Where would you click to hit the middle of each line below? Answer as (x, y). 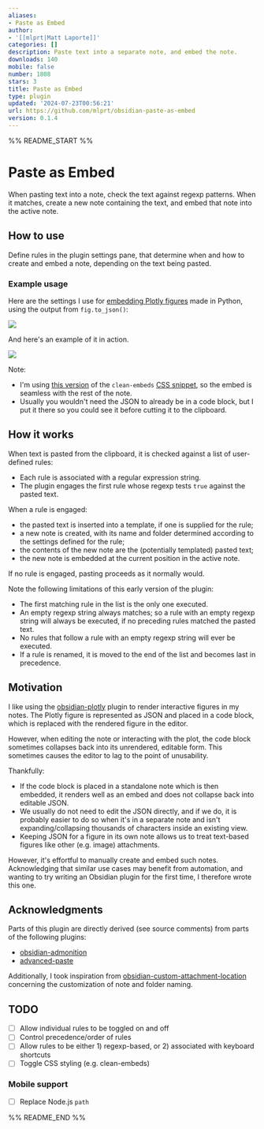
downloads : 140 (33, 60)
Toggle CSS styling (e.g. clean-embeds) (84, 1064)
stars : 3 (22, 81)
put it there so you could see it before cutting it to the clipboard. (123, 409)
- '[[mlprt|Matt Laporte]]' (54, 37)
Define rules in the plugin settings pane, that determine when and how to (126, 255)
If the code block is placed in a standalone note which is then (119, 786)
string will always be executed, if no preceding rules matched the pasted (138, 621)
